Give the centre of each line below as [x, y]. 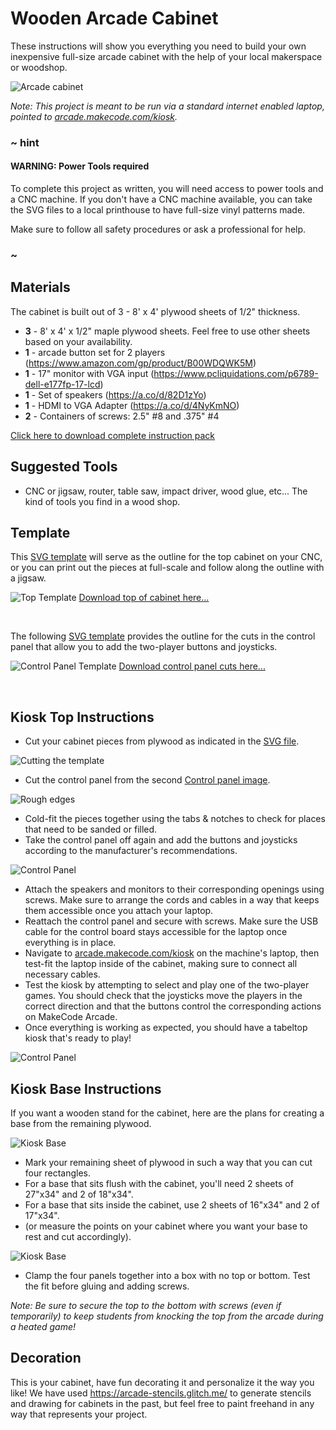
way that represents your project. [79, 1414]
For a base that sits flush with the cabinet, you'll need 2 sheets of [159, 1184]
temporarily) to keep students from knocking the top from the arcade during [167, 1316]
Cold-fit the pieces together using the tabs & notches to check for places [175, 819]
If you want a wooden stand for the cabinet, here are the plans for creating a [167, 1113]
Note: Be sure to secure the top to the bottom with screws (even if [146, 1306]
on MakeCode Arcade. [71, 1017]
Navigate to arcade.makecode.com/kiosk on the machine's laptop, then [172, 953]
